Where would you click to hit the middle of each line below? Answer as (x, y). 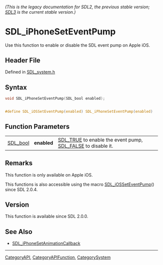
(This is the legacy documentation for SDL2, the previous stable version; (77, 7)
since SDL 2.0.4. (21, 189)
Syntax (16, 87)
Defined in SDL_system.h (30, 72)
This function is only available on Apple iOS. (49, 175)
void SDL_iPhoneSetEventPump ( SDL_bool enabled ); (55, 99)
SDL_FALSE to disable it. (86, 146)
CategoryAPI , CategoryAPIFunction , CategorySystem (58, 257)
